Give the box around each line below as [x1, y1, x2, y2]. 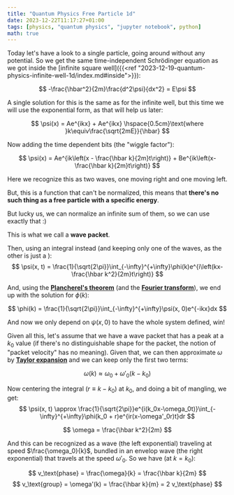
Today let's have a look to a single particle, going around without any [7, 49, 205, 57]
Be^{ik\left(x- [178, 154, 217, 162]
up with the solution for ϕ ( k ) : [7, 291, 89, 300]
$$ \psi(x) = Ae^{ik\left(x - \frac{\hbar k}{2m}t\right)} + [18, 154, 177, 162]
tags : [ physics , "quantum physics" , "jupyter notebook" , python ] [7, 23, 201, 30]
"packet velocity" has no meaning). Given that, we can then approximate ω [7, 348, 223, 357]
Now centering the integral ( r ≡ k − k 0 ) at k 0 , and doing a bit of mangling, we [7, 384, 227, 394]
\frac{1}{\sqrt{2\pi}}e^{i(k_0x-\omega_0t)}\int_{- [78, 404, 217, 413]
